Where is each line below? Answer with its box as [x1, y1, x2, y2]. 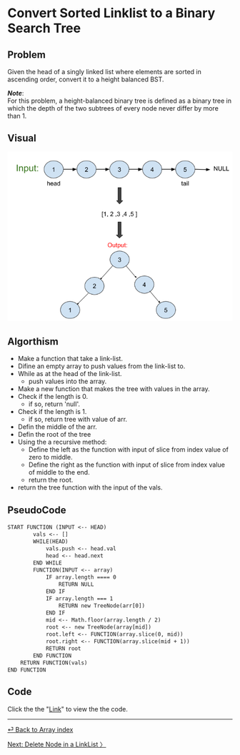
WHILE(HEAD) [33, 538, 69, 545]
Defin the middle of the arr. [17, 422, 98, 431]
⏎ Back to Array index [7, 725, 74, 734]
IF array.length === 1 [45, 595, 114, 602]
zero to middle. [28, 453, 73, 462]
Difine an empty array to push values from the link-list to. [17, 362, 186, 370]
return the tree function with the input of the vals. [17, 483, 163, 492]
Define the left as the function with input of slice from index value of [28, 445, 229, 454]
